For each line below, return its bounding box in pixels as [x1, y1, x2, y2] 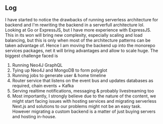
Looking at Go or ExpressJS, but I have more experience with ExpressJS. [5, 27, 152, 33]
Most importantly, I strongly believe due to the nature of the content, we [12, 93, 156, 99]
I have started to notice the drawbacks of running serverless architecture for [5, 16, 158, 22]
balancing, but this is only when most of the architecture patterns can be [5, 37, 151, 43]
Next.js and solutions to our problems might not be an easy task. [12, 103, 142, 109]
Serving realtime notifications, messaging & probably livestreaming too [12, 88, 154, 93]
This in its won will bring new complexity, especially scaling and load [5, 32, 143, 38]
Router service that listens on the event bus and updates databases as [12, 77, 153, 83]
